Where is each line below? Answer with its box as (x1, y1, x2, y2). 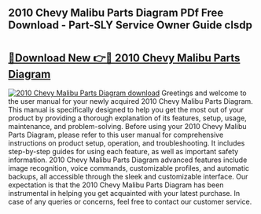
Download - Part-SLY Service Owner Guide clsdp (8, 19, 253, 32)
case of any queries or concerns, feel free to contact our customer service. (8, 197, 252, 206)
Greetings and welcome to (161, 88, 248, 98)
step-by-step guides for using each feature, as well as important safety (8, 147, 239, 156)
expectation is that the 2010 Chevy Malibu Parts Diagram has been (8, 180, 224, 190)
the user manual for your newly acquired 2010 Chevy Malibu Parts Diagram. (8, 97, 253, 105)
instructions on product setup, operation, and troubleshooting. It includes (8, 138, 245, 148)
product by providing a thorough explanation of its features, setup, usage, (8, 113, 248, 123)
